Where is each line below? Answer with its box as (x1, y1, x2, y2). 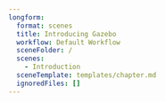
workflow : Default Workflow (16, 37, 121, 47)
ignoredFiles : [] (16, 79, 81, 88)
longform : (8, 12, 45, 22)
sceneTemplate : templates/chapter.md (16, 71, 157, 80)
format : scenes (16, 21, 73, 30)
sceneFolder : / (16, 46, 73, 55)
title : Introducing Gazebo (16, 29, 117, 38)
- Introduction (24, 63, 81, 72)
